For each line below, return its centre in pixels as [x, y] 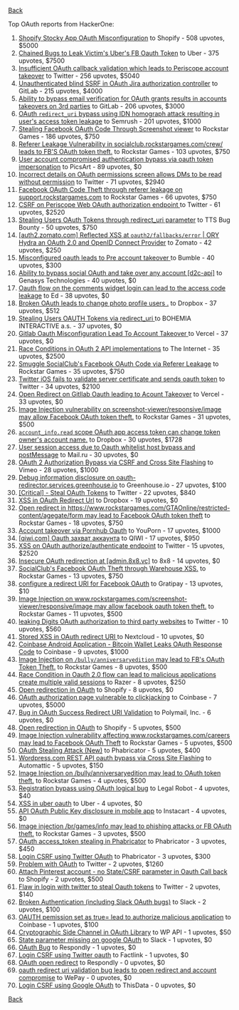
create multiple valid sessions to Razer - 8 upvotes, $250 [102, 682]
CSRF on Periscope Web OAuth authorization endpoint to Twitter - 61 [119, 205]
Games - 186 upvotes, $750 [59, 136]
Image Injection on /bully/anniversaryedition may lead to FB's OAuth [121, 659]
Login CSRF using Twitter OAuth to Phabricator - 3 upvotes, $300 [114, 856]
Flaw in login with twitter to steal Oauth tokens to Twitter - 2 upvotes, [119, 887]
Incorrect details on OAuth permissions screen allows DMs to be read [120, 174]
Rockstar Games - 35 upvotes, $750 [71, 371]
